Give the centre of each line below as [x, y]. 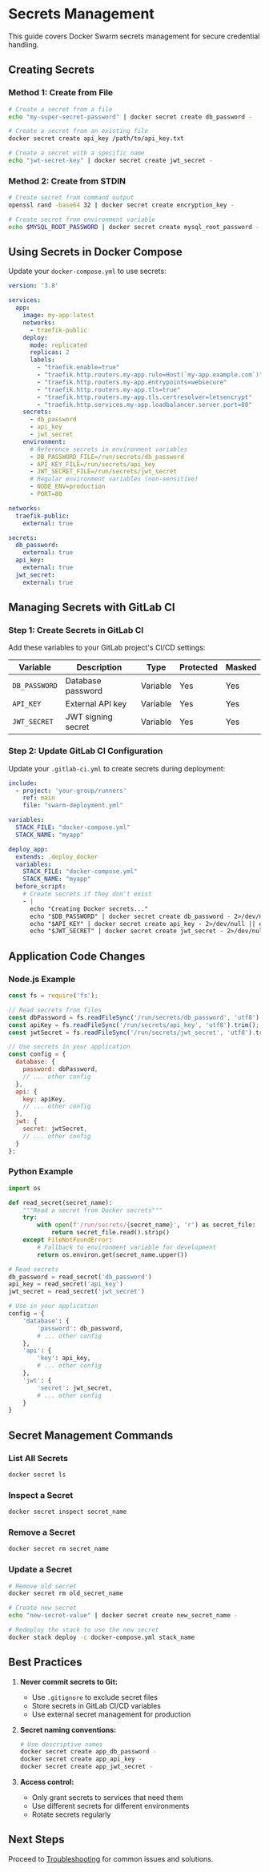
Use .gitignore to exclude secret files [95, 1697]
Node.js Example [42, 979]
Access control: [47, 1782]
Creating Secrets [51, 70]
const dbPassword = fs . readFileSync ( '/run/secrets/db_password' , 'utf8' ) [134, 1017]
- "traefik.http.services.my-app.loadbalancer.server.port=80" [145, 405]
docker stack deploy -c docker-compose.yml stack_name [102, 1637]
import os [25, 1188]
